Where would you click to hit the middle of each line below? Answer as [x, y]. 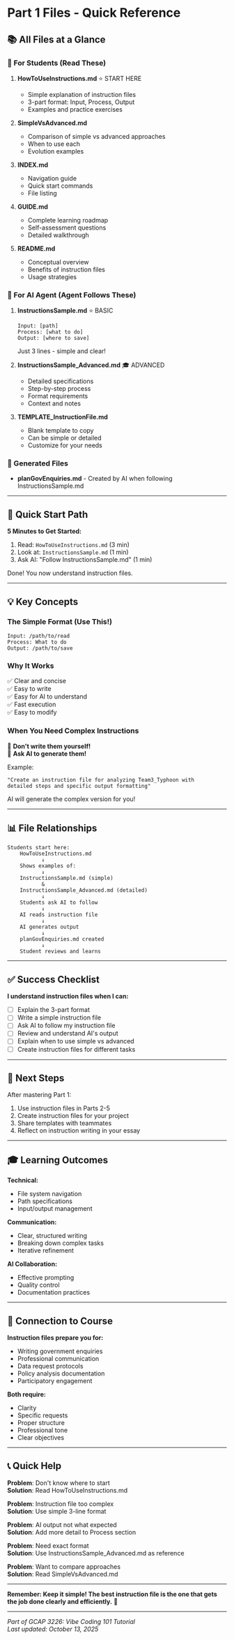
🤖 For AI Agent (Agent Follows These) [72, 295]
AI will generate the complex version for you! [71, 799]
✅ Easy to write [29, 689]
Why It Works [31, 666]
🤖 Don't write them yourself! [49, 746]
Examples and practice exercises [75, 109]
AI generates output [49, 927]
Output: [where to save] [53, 338]
